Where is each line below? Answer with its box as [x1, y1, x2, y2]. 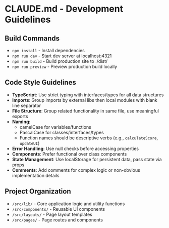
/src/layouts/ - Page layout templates [12, 211, 93, 217]
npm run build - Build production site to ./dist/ [12, 58, 108, 64]
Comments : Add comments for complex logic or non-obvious [12, 167, 141, 173]
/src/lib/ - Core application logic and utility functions [12, 201, 125, 207]
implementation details [12, 172, 60, 178]
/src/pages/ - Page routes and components [12, 216, 103, 223]
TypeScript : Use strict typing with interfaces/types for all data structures [12, 92, 164, 98]
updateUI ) [19, 140, 40, 146]
